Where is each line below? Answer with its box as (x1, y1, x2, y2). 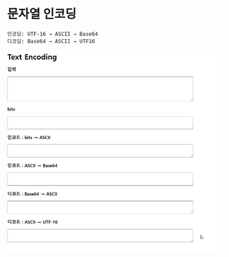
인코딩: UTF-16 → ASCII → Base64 (7, 30, 98, 38)
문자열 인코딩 (7, 6, 77, 22)
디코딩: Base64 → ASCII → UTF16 (7, 38, 95, 45)
